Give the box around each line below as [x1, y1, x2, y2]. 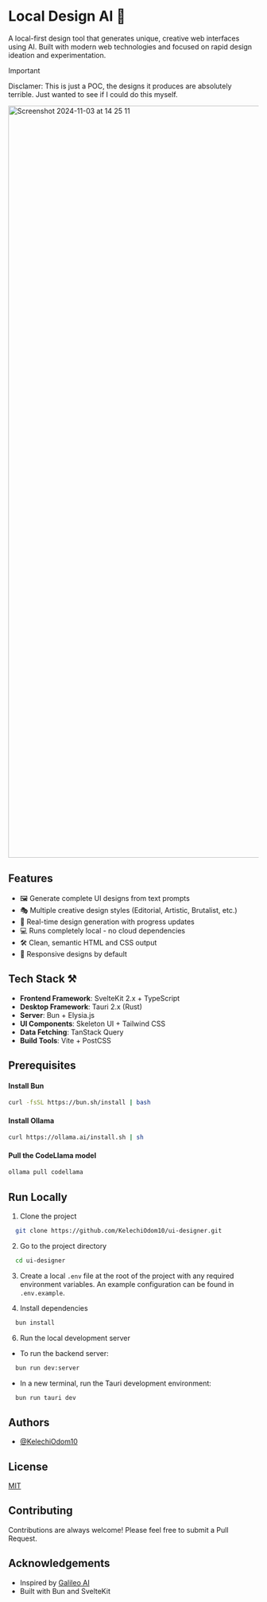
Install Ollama [8, 1116, 55, 1125]
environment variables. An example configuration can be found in [19, 1279, 234, 1288]
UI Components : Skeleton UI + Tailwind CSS [19, 1019, 165, 1028]
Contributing [8, 1504, 73, 1518]
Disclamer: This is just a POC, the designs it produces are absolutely [8, 81, 232, 91]
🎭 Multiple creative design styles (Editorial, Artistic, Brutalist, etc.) [19, 905, 238, 914]
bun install [15, 1319, 56, 1327]
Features [8, 871, 53, 886]
